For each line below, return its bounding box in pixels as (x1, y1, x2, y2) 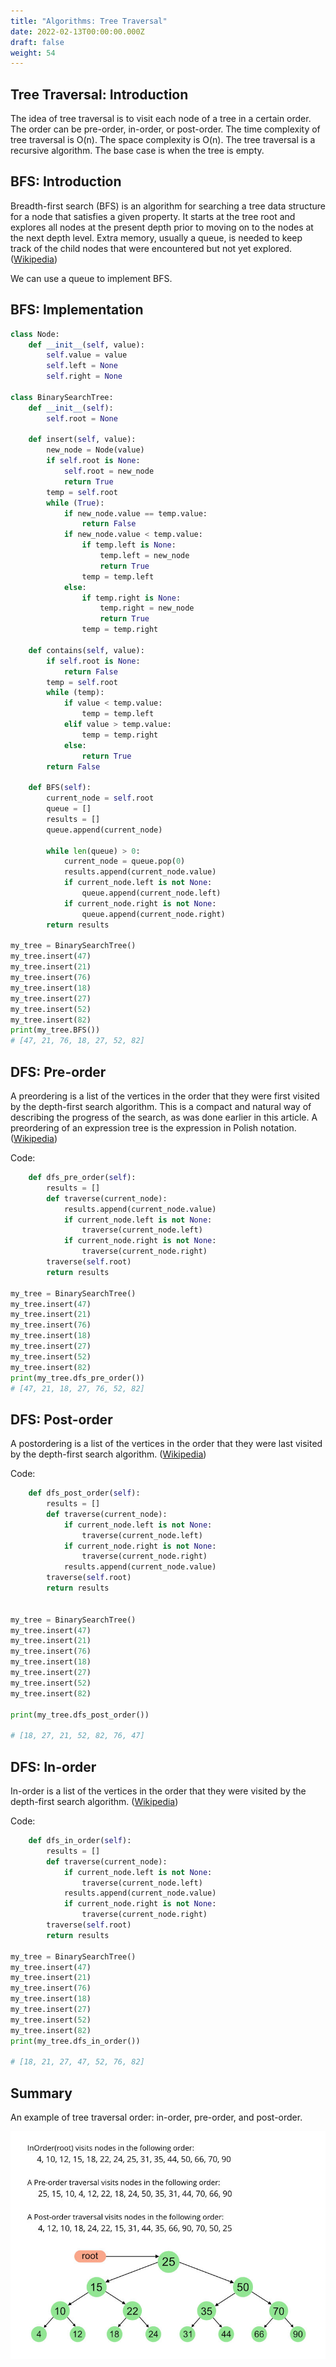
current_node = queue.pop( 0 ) (63, 856, 186, 867)
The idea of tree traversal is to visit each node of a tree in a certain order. (10, 113, 312, 125)
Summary (10, 2085, 73, 2102)
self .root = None (46, 413, 118, 424)
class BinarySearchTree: (10, 392, 114, 402)
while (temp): (46, 688, 105, 698)
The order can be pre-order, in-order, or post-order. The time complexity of (10, 123, 321, 135)
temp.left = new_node (99, 551, 190, 561)
